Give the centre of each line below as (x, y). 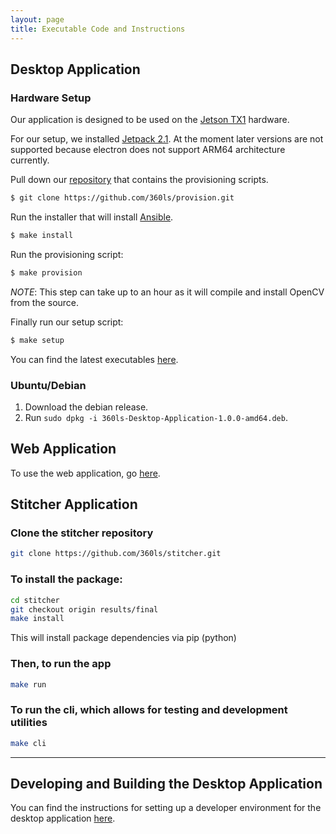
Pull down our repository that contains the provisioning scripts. (139, 180)
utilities (29, 723)
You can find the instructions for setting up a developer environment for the (166, 808)
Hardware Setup (51, 98)
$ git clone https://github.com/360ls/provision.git (122, 198)
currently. (30, 160)
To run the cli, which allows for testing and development (149, 710)
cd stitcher (35, 600)
